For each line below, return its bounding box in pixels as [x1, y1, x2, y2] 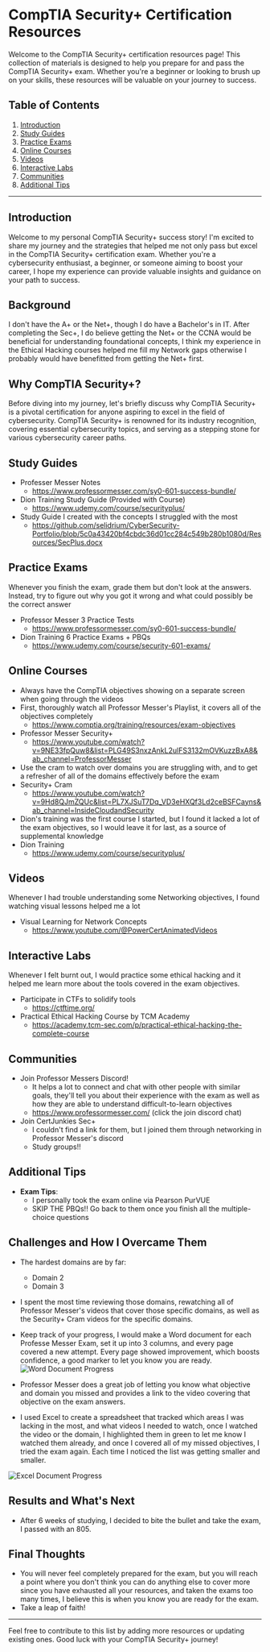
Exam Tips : [19, 1186, 59, 1196]
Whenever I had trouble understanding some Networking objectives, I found [8, 893, 260, 903]
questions [55, 1212, 90, 1222]
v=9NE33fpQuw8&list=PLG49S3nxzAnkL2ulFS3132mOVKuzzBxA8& [31, 745, 259, 755]
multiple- [220, 1203, 252, 1214]
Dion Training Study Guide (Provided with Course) [19, 495, 186, 504]
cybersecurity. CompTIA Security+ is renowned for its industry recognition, [8, 416, 257, 425]
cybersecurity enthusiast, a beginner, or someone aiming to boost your [8, 258, 243, 268]
